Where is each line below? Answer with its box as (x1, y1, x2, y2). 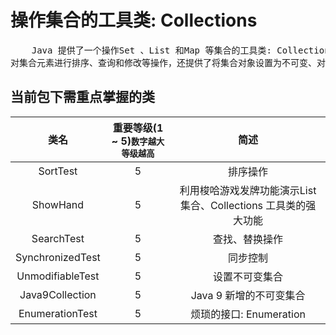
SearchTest (31, 231, 85, 245)
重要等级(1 (112, 121, 164, 135)
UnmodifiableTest (16, 269, 100, 283)
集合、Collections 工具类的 (179, 198, 307, 212)
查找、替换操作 (213, 232, 284, 246)
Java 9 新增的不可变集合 (190, 288, 306, 302)
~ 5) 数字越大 (111, 134, 165, 148)
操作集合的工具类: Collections (10, 9, 258, 32)
